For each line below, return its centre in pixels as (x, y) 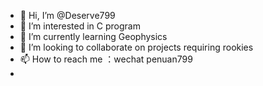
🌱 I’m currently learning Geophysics (93, 36)
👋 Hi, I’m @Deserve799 (67, 15)
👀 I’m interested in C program (80, 26)
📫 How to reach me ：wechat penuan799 (106, 59)
